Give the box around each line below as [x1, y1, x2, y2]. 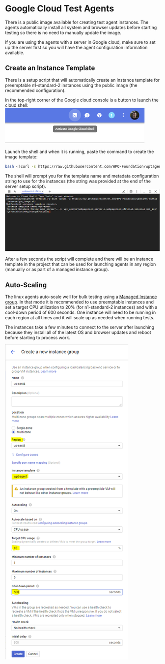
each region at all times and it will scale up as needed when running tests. [5, 314, 155, 320]
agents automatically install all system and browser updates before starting [5, 24, 157, 30]
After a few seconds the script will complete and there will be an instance [5, 256, 154, 262]
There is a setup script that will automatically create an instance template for [5, 77, 160, 83]
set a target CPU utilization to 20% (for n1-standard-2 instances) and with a [5, 304, 158, 310]
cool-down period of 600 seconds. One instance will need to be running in [5, 309, 156, 315]
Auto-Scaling [5, 281, 47, 289]
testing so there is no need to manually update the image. [5, 30, 122, 35]
